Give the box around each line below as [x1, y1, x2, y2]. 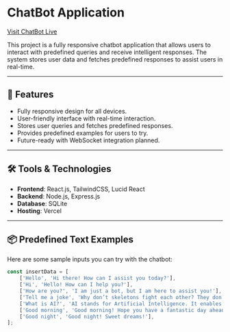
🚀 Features [7, 89, 54, 101]
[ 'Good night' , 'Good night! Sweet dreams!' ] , [19, 313, 155, 320]
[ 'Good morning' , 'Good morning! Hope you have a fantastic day [19, 307, 207, 314]
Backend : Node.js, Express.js [16, 192, 101, 200]
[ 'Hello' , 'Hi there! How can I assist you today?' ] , [19, 275, 176, 282]
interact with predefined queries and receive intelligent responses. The [7, 48, 207, 56]
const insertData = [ [7, 268, 69, 275]
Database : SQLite [16, 199, 68, 207]
